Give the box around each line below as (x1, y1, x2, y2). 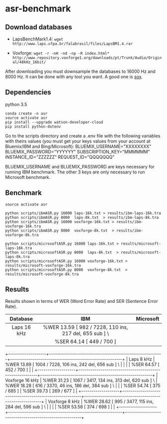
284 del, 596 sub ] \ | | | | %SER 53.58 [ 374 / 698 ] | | (5, 404, 115, 410)
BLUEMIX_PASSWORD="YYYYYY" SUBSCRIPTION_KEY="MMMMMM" (5, 148, 150, 154)
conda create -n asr (5, 111, 48, 116)
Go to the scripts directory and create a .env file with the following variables (5, 133, 161, 139)
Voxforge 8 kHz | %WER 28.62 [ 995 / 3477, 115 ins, (48, 399, 154, 405)
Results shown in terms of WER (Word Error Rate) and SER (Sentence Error (5, 298, 158, 304)
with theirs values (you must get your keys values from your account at (5, 138, 151, 144)
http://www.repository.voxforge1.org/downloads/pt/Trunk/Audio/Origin (12, 55, 162, 60)
